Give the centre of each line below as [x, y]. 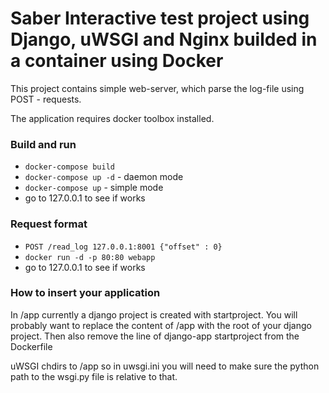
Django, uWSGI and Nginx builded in [164, 39]
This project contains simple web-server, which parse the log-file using [157, 88]
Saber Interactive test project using [160, 18]
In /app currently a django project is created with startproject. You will [154, 314]
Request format [49, 224]
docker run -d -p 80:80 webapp [90, 257]
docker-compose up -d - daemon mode [104, 177]
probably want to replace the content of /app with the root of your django [161, 325]
